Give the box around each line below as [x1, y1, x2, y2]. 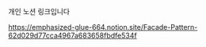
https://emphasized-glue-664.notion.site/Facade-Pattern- [8, 23, 198, 31]
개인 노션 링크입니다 [8, 7, 70, 16]
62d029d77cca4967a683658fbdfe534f [8, 31, 137, 40]
